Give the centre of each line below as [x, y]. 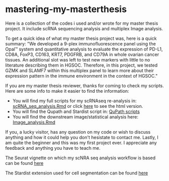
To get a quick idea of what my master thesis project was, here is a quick [81, 38]
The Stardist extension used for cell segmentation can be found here [77, 173]
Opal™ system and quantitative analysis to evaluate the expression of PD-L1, [84, 49]
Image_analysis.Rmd [34, 122]
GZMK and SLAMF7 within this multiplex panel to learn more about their [80, 70]
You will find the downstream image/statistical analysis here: [75, 116]
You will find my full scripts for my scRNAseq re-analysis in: [74, 101]
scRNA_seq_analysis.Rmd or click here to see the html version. [78, 106]
